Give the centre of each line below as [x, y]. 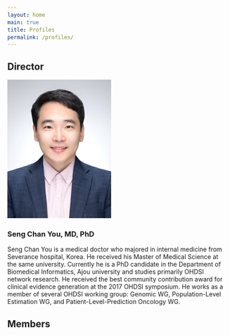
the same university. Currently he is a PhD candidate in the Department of [114, 265]
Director [26, 67]
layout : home [26, 15]
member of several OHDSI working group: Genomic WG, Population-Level [114, 294]
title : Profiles [31, 30]
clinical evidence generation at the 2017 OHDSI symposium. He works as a [115, 287]
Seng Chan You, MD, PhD [51, 234]
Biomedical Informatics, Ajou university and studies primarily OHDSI [106, 272]
